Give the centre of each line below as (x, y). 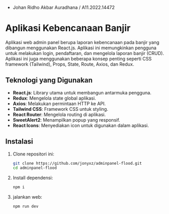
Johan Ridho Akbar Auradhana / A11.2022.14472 (64, 7)
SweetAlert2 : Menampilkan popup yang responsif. (67, 120)
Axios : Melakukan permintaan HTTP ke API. (59, 103)
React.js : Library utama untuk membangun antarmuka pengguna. (82, 92)
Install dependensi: (33, 178)
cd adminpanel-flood (35, 168)
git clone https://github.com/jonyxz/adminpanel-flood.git (77, 163)
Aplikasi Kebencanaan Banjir (68, 28)
